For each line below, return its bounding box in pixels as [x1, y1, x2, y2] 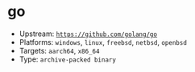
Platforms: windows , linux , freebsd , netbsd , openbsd [19, 37, 187, 46]
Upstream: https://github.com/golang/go [19, 29, 158, 38]
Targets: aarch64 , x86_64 [19, 46, 100, 55]
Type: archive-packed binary [19, 54, 116, 64]
